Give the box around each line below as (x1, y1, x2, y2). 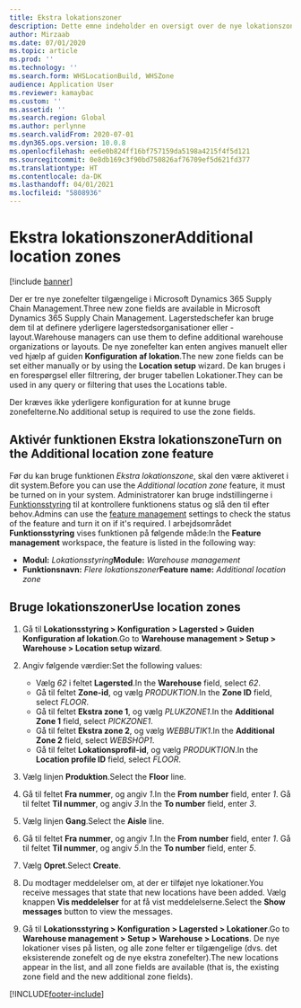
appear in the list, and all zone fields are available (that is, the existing (21, 961, 279, 972)
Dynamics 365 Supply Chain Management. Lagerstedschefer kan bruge (9, 312, 274, 323)
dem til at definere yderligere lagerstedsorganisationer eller (9, 322, 228, 332)
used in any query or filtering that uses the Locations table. (9, 379, 228, 390)
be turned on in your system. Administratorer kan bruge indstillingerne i (9, 489, 273, 500)
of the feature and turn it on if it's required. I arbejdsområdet (9, 517, 232, 528)
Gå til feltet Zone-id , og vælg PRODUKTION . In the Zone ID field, (35, 686, 272, 697)
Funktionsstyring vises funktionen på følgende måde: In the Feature (9, 527, 262, 538)
